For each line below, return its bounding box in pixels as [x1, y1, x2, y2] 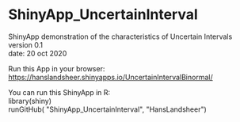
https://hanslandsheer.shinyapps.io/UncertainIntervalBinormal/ [8, 72, 213, 82]
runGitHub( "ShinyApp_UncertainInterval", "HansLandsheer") [8, 105, 208, 114]
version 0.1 [8, 40, 44, 49]
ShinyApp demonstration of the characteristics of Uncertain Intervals [8, 32, 233, 41]
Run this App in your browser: [8, 63, 105, 73]
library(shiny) [8, 96, 52, 105]
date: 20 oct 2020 [8, 48, 67, 58]
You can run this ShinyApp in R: [8, 87, 111, 97]
